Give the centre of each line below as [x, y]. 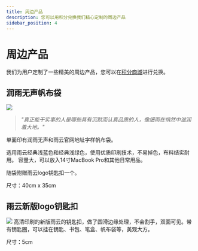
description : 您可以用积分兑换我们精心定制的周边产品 [66, 17]
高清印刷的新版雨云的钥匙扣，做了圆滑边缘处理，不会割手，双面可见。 [100, 222]
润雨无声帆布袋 [34, 93]
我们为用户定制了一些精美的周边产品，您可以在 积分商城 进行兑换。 [87, 72]
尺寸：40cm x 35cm [31, 186]
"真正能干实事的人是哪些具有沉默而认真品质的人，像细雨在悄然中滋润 [106, 120]
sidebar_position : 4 [32, 23]
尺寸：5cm [19, 242]
